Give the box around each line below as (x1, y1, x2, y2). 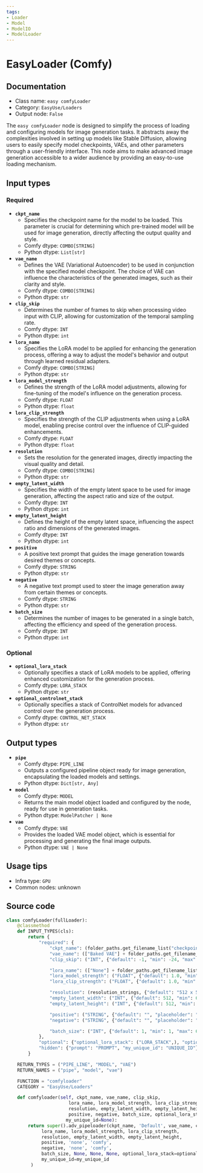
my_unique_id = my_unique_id (41, 1157, 110, 1163)
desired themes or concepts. (24, 557, 96, 564)
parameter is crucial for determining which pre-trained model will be (24, 222, 195, 230)
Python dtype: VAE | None (24, 844, 88, 851)
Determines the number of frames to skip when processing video (24, 306, 187, 313)
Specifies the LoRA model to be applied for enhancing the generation (24, 344, 196, 352)
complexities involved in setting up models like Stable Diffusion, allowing (6, 135, 187, 142)
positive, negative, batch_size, (68, 1111, 153, 1118)
